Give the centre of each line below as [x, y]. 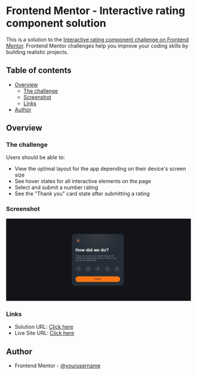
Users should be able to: [36, 157]
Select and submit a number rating [56, 187]
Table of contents [39, 71]
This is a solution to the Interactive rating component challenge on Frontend [98, 39]
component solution [56, 23]
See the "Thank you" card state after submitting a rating [82, 194]
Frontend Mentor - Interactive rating [96, 11]
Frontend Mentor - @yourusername [57, 366]
